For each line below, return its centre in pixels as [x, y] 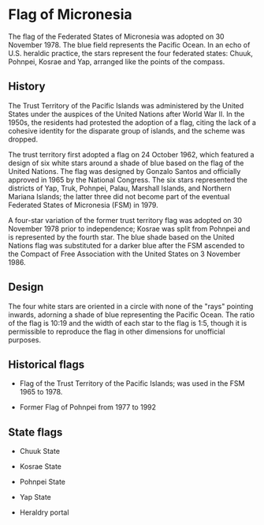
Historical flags [46, 364]
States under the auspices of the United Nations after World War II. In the [126, 114]
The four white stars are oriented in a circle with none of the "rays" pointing [131, 306]
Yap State [35, 497]
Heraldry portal [44, 512]
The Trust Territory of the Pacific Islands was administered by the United [126, 105]
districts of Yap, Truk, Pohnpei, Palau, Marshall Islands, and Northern [120, 188]
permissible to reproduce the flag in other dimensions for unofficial [117, 331]
